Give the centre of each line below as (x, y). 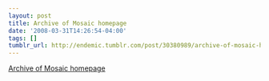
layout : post (30, 16)
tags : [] (23, 38)
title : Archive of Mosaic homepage (68, 23)
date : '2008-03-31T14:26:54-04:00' (68, 30)
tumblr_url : (28, 46)
